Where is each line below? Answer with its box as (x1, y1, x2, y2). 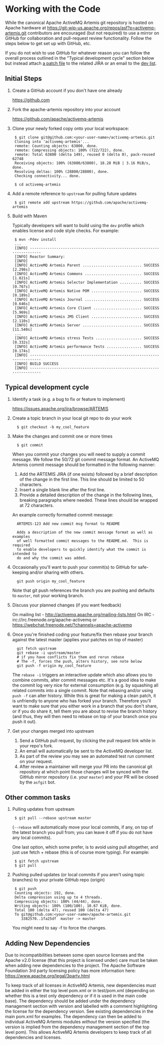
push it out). (12, 719, 37, 724)
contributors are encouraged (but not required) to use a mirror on (27, 30, 160, 36)
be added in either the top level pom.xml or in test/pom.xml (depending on (5, 988, 155, 994)
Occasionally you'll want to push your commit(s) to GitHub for (12, 564, 137, 570)
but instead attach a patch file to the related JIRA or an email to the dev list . (5, 60, 157, 66)
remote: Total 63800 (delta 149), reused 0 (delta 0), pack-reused (14, 152, 155, 157)
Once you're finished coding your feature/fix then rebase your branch (12, 631, 153, 637)
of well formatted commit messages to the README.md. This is (17, 538, 148, 543)
